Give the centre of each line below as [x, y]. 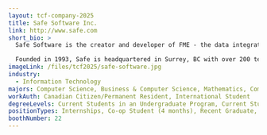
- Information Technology [58, 81]
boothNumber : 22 [35, 119]
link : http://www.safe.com [53, 30]
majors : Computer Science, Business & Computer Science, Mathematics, [128, 89]
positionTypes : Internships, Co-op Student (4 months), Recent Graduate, [133, 111]
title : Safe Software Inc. [53, 23]
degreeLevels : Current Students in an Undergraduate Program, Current [128, 104]
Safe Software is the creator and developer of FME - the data [122, 45]
